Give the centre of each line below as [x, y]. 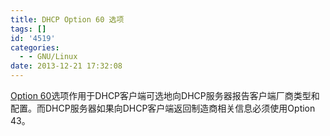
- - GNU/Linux [48, 57]
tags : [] [28, 29]
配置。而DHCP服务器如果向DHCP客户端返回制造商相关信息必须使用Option [163, 108]
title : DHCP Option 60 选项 [67, 19]
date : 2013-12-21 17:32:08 [66, 66]
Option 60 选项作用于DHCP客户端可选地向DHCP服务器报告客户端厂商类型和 [165, 95]
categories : [35, 47]
